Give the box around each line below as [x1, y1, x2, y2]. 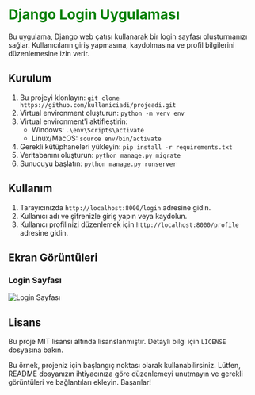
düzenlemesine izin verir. [8, 48, 89, 58]
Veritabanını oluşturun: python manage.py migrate [19, 150, 181, 159]
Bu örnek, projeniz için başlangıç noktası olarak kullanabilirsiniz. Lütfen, [8, 361, 242, 370]
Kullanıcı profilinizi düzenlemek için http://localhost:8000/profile [19, 220, 239, 229]
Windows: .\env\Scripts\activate [31, 125, 145, 134]
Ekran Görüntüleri [8, 251, 98, 264]
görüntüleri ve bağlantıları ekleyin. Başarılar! [8, 378, 152, 387]
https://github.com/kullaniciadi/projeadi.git [19, 101, 177, 109]
